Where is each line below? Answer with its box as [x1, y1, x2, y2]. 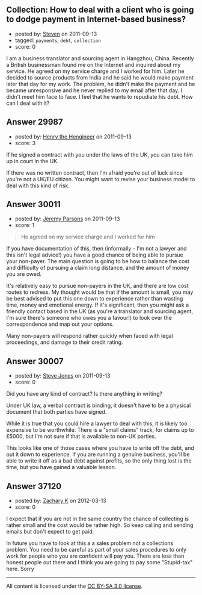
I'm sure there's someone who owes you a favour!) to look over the [6, 314, 173, 322]
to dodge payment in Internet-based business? [6, 14, 186, 25]
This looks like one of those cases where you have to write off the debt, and [6, 444, 194, 452]
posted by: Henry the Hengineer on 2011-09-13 [14, 132, 132, 140]
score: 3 [14, 139, 36, 146]
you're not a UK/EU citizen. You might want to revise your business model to [6, 175, 195, 182]
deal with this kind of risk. [6, 182, 70, 189]
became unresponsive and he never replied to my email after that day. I [6, 87, 182, 94]
